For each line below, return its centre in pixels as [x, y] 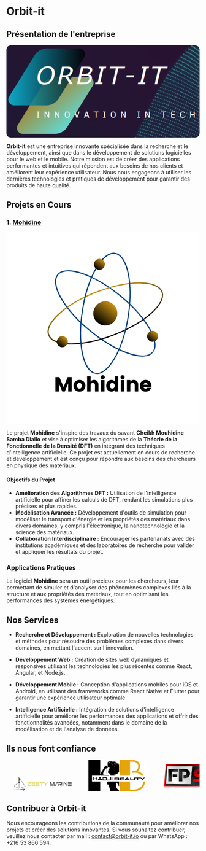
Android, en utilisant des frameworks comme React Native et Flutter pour [107, 691]
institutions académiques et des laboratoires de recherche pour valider [105, 545]
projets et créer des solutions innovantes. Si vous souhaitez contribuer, [96, 830]
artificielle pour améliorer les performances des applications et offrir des [107, 716]
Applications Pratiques [41, 568]
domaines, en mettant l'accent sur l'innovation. [74, 648]
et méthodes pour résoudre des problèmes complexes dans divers [99, 641]
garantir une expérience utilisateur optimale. [71, 698]
